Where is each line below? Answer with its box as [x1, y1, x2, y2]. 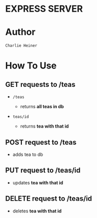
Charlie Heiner [5, 43, 38, 48]
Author [5, 26, 36, 38]
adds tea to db [12, 151, 43, 158]
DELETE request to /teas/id [5, 194, 92, 203]
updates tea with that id [12, 179, 63, 185]
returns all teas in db [20, 104, 64, 110]
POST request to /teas [5, 138, 77, 146]
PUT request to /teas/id [5, 166, 81, 175]
